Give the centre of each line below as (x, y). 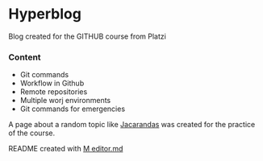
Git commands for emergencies (73, 109)
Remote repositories (54, 92)
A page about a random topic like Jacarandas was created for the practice (132, 125)
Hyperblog (45, 14)
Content (25, 57)
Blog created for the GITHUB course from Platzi (88, 36)
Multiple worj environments (65, 101)
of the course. (31, 133)
